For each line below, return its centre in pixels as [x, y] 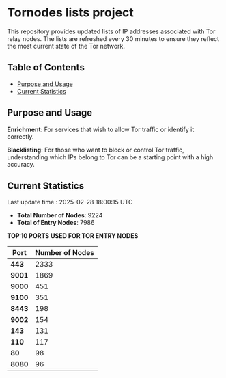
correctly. [20, 136]
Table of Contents [46, 67]
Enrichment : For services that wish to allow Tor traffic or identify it [101, 129]
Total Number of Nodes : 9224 [60, 215]
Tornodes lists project [71, 13]
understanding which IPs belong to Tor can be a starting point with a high [110, 157]
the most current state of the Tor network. [66, 46]
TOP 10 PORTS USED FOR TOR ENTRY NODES [73, 236]
